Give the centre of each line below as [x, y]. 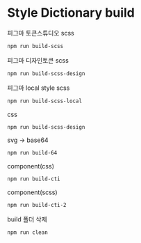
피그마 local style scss [39, 88]
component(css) [31, 166]
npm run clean [28, 233]
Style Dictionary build [71, 13]
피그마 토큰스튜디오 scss [41, 33]
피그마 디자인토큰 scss [38, 60]
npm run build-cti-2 [37, 205]
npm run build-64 [32, 153]
